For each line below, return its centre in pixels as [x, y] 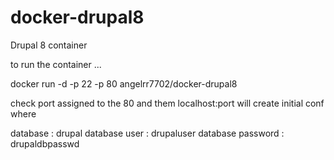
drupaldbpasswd [45, 143]
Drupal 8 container [49, 45]
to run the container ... [56, 64]
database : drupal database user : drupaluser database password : [147, 133]
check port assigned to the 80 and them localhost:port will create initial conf [167, 103]
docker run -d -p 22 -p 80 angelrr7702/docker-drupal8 [124, 83]
